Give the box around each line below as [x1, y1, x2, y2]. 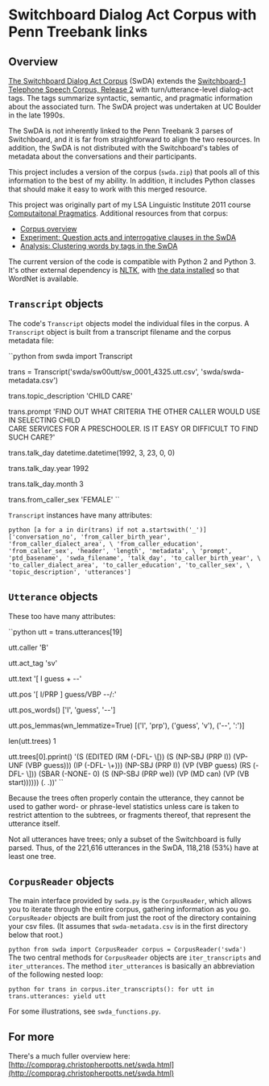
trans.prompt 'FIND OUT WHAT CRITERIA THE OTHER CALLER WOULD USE [8, 407, 261, 416]
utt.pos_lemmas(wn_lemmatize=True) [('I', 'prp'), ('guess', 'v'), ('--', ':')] [8, 721, 245, 730]
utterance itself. [8, 819, 60, 828]
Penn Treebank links [8, 23, 148, 41]
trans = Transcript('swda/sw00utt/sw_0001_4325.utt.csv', [8, 366, 200, 376]
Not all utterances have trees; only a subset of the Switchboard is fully [8, 834, 242, 844]
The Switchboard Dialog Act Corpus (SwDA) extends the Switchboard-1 [8, 76, 246, 85]
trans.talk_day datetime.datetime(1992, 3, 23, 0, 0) [8, 448, 176, 457]
